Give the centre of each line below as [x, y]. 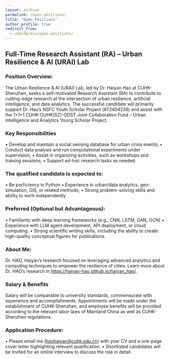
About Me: [18, 249]
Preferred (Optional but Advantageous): [55, 209]
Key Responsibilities [31, 133]
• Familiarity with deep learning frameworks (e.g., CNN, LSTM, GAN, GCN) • [85, 220]
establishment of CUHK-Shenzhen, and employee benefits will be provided [83, 306]
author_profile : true [28, 24]
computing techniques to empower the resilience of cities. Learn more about [85, 265]
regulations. [40, 317]
